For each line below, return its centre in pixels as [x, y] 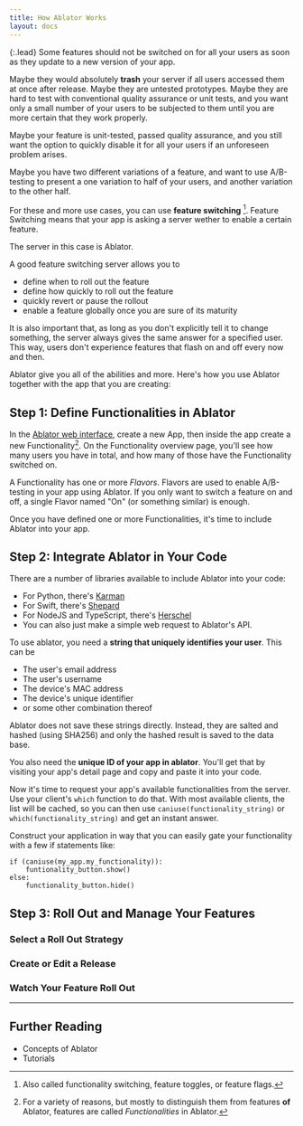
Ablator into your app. [50, 528]
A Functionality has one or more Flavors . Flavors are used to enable [135, 482]
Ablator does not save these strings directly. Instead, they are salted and [144, 725]
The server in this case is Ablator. [71, 247]
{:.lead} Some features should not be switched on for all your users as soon [150, 52]
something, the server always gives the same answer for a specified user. [146, 338]
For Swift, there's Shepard [71, 606]
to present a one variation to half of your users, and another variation [165, 181]
